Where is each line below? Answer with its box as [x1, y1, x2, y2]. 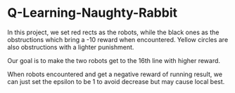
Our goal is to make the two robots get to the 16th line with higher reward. [7, 56, 220, 64]
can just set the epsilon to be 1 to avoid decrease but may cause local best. [7, 77, 225, 85]
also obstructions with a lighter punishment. [7, 43, 134, 51]
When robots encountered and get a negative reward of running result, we [7, 70, 223, 78]
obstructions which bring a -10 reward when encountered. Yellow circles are [7, 35, 229, 43]
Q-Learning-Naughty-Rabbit [7, 5, 178, 21]
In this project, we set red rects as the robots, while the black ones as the [7, 28, 220, 36]
